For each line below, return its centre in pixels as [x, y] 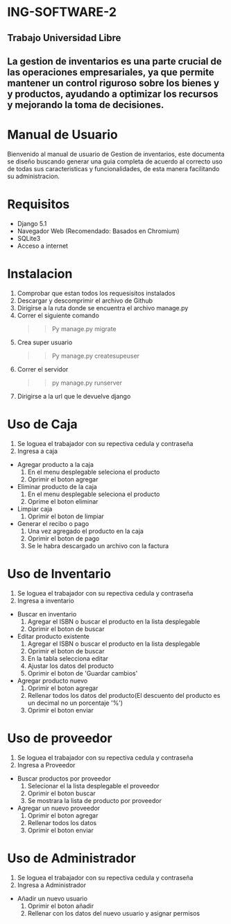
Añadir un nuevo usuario [52, 898]
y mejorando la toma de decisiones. [86, 105]
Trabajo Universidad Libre [64, 38]
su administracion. [34, 176]
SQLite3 [29, 238]
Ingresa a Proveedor [46, 765]
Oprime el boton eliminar [63, 501]
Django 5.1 [32, 223]
